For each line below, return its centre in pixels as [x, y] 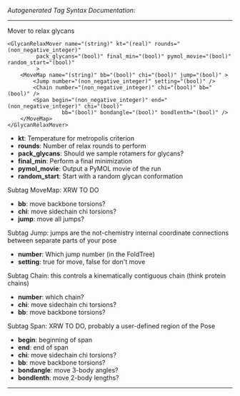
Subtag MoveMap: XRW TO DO [53, 190]
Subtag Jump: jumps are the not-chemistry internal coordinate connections [118, 233]
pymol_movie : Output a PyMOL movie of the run [89, 168]
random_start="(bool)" [41, 63]
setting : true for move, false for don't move [81, 262]
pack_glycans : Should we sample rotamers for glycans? [101, 153]
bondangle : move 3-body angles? [68, 370]
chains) [19, 283]
